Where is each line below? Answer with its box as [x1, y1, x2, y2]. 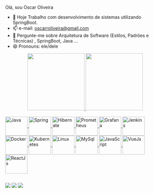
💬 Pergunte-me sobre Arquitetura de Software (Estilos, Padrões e [12, 32, 149, 38]
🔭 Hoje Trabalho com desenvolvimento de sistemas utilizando [12, 14, 142, 20]
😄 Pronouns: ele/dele [12, 43, 58, 49]
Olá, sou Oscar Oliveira [5, 5, 53, 10]
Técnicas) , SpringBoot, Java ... [12, 38, 79, 44]
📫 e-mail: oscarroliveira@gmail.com [12, 25, 89, 31]
